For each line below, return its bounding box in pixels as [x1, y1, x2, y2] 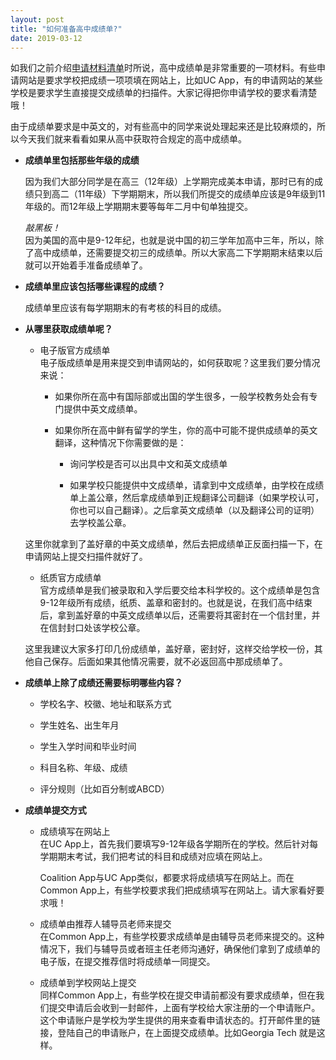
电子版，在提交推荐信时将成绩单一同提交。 [39, 956, 216, 968]
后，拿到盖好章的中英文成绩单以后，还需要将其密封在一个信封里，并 [39, 609, 321, 621]
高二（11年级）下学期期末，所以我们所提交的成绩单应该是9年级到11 [51, 188, 326, 200]
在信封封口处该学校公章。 [39, 622, 146, 634]
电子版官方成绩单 [39, 344, 111, 356]
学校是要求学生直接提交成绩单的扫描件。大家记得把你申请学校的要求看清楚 [10, 87, 317, 99]
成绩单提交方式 [24, 804, 87, 816]
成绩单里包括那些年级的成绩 [24, 154, 140, 166]
